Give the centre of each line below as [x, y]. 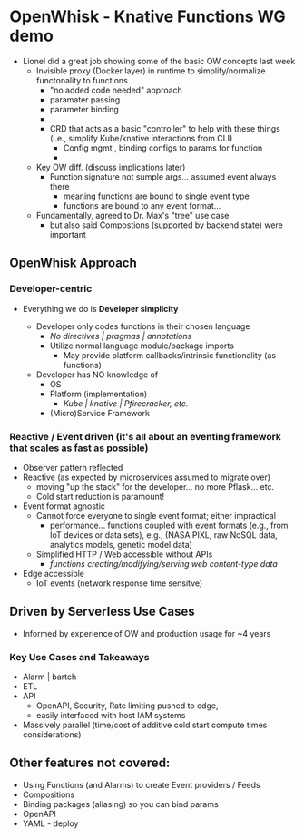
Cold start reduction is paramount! [100, 496]
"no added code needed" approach [116, 90]
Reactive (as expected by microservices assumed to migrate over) [146, 477]
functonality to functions [82, 80]
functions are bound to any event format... [142, 205]
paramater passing [85, 99]
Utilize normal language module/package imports [142, 346]
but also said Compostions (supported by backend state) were [166, 225]
